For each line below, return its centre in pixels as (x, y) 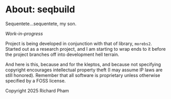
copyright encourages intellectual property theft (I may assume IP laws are (84, 70)
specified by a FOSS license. (36, 81)
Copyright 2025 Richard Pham (37, 90)
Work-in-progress (24, 33)
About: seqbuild (40, 9)
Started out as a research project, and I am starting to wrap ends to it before (85, 49)
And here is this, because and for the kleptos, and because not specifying (83, 64)
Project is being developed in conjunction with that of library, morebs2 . (79, 43)
